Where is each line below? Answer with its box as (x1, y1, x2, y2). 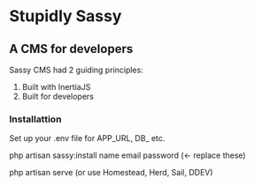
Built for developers (21, 91, 95, 101)
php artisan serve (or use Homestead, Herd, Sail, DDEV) (9, 167, 214, 178)
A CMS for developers (9, 41, 134, 56)
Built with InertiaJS (21, 82, 91, 92)
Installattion (9, 113, 62, 125)
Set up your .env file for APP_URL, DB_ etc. (9, 133, 165, 144)
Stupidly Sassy (9, 6, 122, 26)
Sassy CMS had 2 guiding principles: (9, 64, 143, 75)
